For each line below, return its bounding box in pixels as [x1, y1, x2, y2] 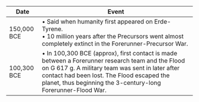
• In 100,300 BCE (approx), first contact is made [41, 50, 178, 57]
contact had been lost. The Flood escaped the [41, 71, 170, 79]
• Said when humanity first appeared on [41, 18, 153, 25]
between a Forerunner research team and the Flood [41, 57, 185, 64]
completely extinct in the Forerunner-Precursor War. [41, 40, 188, 48]
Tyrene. [41, 25, 63, 33]
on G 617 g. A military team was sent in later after [41, 64, 180, 72]
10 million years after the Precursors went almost [46, 32, 184, 40]
